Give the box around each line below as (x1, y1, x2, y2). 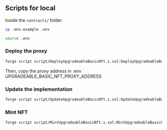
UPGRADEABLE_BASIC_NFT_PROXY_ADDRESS (5, 73, 102, 79)
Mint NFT (5, 109, 28, 116)
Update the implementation (5, 86, 73, 93)
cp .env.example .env (5, 27, 50, 32)
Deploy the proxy (5, 47, 48, 54)
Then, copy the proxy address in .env (5, 68, 82, 74)
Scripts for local (5, 4, 56, 12)
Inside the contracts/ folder (5, 17, 62, 23)
